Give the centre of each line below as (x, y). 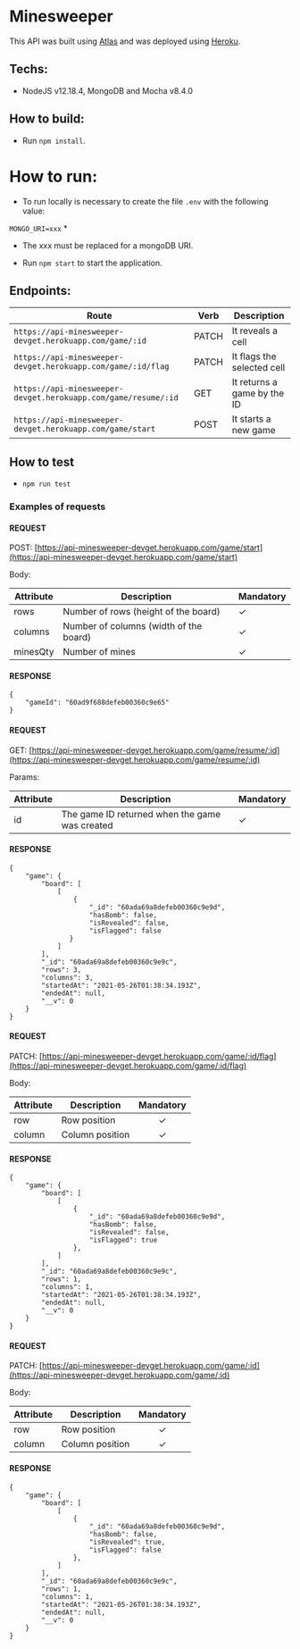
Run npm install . (54, 140)
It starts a (251, 419)
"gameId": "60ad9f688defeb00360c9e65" (97, 703)
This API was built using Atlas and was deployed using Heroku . (125, 41)
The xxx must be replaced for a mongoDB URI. (108, 245)
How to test (42, 462)
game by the (258, 393)
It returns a (255, 382)
